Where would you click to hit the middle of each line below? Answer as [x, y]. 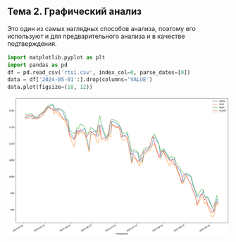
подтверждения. [32, 43]
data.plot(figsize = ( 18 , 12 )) [50, 87]
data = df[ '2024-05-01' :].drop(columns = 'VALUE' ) [80, 80]
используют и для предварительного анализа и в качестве [96, 36]
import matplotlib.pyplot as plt [56, 57]
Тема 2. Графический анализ [75, 12]
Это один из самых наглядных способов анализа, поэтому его [101, 28]
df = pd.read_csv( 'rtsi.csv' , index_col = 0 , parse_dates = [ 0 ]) [99, 72]
